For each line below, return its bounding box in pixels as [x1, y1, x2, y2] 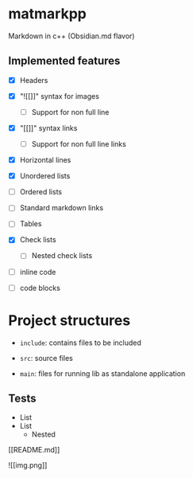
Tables [19, 219, 42, 229]
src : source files [19, 353, 73, 362]
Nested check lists [31, 251, 93, 261]
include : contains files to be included [19, 338, 141, 347]
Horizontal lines [19, 155, 71, 165]
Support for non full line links [31, 139, 127, 148]
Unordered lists [19, 171, 71, 181]
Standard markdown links [19, 203, 104, 213]
